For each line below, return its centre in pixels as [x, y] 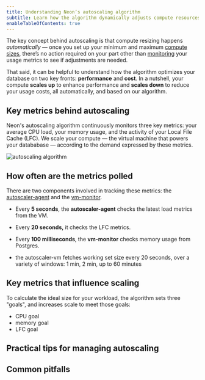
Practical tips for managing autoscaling [83, 349]
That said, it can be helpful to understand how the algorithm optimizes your [101, 72]
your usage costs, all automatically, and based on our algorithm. [87, 92]
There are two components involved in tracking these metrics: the [89, 191]
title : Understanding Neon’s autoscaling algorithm [73, 12]
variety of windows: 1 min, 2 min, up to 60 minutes [78, 264]
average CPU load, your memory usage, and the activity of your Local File [99, 132]
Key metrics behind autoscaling [68, 111]
